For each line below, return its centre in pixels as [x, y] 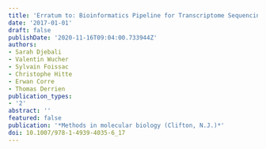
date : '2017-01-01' [40, 23]
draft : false [30, 30]
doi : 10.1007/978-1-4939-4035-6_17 [67, 132]
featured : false [35, 118]
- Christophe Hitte [40, 74]
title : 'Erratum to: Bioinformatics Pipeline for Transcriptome [116, 15]
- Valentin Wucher [38, 60]
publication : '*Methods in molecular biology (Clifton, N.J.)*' [116, 125]
